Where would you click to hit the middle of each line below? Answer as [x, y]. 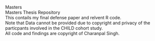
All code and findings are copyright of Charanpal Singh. [62, 33]
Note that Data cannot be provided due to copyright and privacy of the [78, 23]
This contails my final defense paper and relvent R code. [63, 18]
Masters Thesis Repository [33, 12]
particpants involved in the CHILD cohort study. [54, 28]
